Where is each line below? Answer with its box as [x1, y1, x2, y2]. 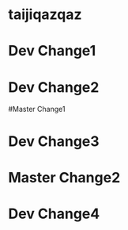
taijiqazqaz [8, 6, 82, 24]
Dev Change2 [8, 78, 100, 96]
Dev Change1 [8, 42, 96, 60]
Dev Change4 [8, 205, 100, 223]
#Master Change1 [8, 105, 66, 114]
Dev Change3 [8, 132, 100, 150]
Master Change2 [8, 168, 121, 186]
